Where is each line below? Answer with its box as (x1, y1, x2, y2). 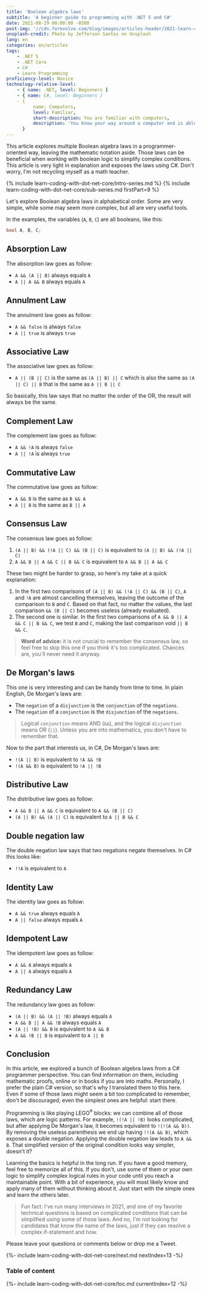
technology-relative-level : (6, 82, 77, 88)
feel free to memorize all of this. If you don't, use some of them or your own (6, 1166, 193, 1173)
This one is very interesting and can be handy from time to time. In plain (6, 683, 184, 691)
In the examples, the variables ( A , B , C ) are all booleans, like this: (6, 216, 163, 223)
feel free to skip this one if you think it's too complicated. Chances (20, 644, 184, 651)
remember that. (20, 732, 59, 739)
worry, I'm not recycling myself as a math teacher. (6, 168, 130, 175)
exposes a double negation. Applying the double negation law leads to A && (6, 1135, 192, 1142)
